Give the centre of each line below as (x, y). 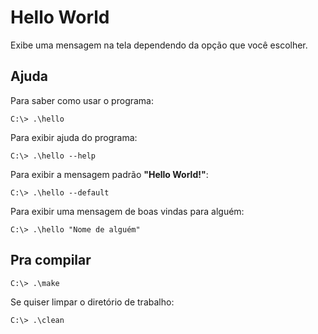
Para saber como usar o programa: (82, 100)
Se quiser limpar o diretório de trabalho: (92, 302)
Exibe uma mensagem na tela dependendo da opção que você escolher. (159, 45)
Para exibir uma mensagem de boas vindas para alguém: (127, 211)
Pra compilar (51, 260)
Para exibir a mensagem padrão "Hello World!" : (109, 174)
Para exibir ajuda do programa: (74, 137)
